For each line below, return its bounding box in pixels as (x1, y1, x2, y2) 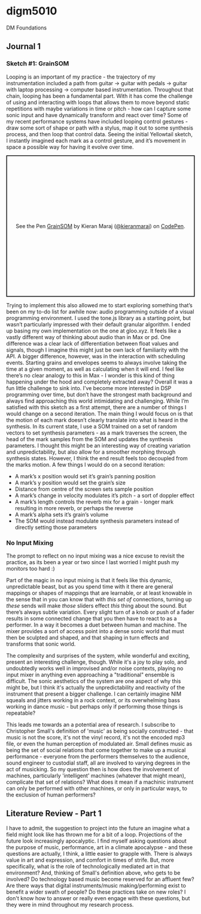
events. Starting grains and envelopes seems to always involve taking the (6, 359, 187, 366)
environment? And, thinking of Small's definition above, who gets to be (6, 869, 181, 876)
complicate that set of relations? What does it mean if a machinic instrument (6, 778, 194, 786)
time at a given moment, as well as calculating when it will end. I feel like (6, 365, 184, 373)
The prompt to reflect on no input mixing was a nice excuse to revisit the (6, 552, 185, 559)
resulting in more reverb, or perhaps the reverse (14, 504, 133, 511)
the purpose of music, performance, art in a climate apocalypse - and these (6, 843, 193, 850)
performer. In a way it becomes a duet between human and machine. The (6, 621, 187, 628)
